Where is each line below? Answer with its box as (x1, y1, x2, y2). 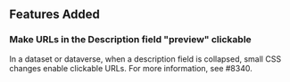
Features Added (9, 7, 101, 22)
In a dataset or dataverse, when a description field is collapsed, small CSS (9, 53, 282, 64)
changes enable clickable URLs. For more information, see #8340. (9, 63, 253, 73)
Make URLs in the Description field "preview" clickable (9, 34, 252, 46)
